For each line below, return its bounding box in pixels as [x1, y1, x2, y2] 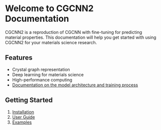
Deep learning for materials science [12, 71, 84, 78]
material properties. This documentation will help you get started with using [5, 34, 157, 40]
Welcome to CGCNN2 [5, 3, 94, 14]
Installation [12, 109, 35, 114]
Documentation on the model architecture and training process [12, 82, 138, 88]
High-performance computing [12, 77, 72, 82]
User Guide [12, 114, 35, 120]
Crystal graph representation [12, 66, 71, 72]
